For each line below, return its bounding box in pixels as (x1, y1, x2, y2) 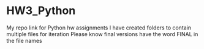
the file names (6, 37, 42, 44)
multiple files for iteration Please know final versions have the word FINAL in (6, 30, 198, 37)
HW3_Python (6, 4, 76, 18)
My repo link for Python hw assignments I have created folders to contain (6, 24, 192, 31)
